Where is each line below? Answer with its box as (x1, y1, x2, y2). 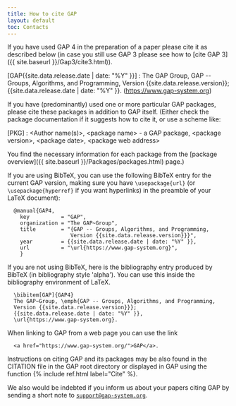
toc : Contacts (7, 23, 49, 30)
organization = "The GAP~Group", (20, 220, 118, 227)
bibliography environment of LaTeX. (7, 278, 111, 287)
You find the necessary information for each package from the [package (7, 150, 218, 159)
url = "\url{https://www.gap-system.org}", (20, 244, 178, 251)
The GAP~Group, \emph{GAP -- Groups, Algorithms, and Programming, (13, 298, 216, 305)
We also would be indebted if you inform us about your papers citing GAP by (7, 383, 230, 392)
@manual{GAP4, (13, 208, 55, 215)
